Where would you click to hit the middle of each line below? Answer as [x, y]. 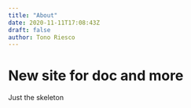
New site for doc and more [96, 76]
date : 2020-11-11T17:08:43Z [54, 23]
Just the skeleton [36, 98]
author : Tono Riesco [42, 37]
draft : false [29, 30]
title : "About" [33, 15]
